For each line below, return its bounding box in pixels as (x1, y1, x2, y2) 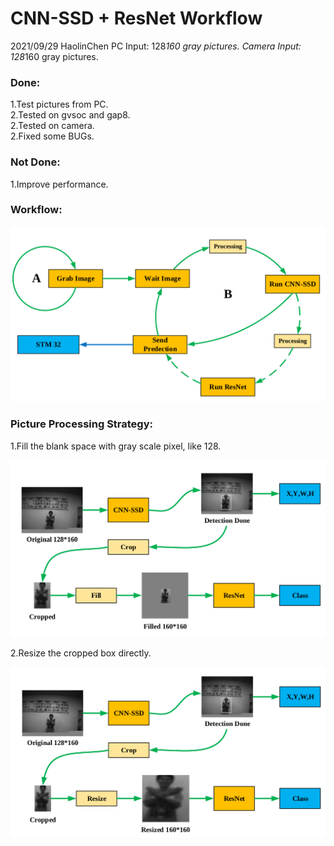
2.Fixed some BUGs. (10, 130, 95, 142)
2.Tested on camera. (10, 120, 95, 132)
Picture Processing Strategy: (10, 417, 154, 431)
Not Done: (10, 155, 61, 169)
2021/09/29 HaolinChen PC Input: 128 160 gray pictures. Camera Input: (10, 40, 302, 52)
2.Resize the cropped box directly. (10, 647, 152, 659)
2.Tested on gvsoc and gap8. (10, 109, 131, 121)
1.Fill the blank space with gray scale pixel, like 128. (10, 440, 222, 452)
